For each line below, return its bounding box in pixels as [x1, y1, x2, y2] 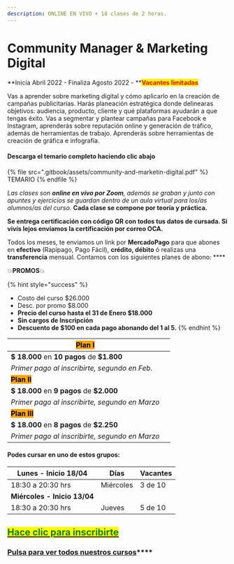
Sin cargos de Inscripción [17, 316, 94, 325]
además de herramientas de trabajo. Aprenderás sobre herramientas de [7, 128, 214, 137]
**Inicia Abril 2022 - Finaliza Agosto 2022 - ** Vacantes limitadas [7, 78, 199, 87]
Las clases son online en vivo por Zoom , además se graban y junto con [7, 188, 215, 197]
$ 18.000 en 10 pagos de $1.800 [10, 352, 123, 362]
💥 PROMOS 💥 [7, 266, 45, 274]
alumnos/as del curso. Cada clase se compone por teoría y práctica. [7, 203, 208, 211]
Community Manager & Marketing [7, 40, 208, 56]
